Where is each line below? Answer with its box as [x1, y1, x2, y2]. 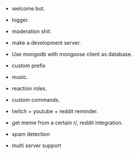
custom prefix [11, 62, 46, 69]
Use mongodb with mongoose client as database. [11, 51, 133, 58]
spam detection [11, 131, 50, 137]
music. [11, 74, 28, 80]
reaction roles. [11, 85, 47, 92]
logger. [11, 17, 29, 23]
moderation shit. [11, 28, 52, 35]
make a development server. [11, 39, 81, 46]
